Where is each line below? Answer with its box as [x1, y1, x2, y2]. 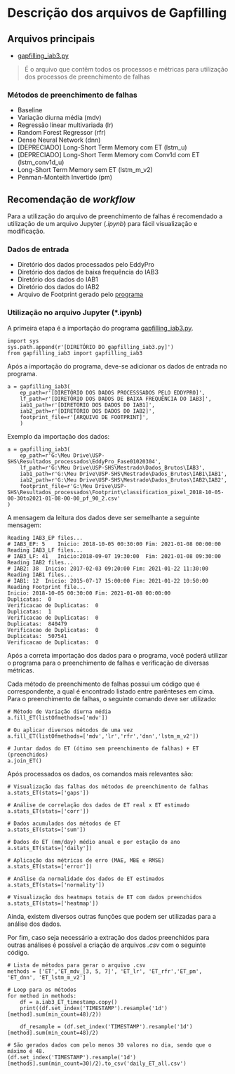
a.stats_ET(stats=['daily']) [7, 844, 93, 851]
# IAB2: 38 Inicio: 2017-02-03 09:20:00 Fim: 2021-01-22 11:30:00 [7, 565, 209, 572]
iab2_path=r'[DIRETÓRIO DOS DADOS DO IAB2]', [20, 407, 156, 415]
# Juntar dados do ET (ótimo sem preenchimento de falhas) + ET [7, 745, 199, 752]
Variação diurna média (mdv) [17, 114, 102, 122]
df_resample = [20, 1023, 61, 1030]
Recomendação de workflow [7, 193, 135, 205]
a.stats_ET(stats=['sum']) [7, 826, 86, 833]
